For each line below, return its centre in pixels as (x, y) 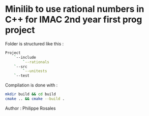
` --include (25, 57)
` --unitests (35, 71)
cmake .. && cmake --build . (35, 99)
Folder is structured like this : (34, 43)
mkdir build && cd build (30, 94)
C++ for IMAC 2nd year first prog (74, 19)
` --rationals (36, 62)
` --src (21, 67)
